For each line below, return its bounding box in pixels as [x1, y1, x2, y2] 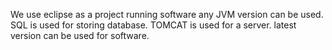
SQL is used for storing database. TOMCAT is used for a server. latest [10, 19, 297, 31]
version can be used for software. [10, 30, 150, 41]
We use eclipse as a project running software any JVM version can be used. [10, 9, 324, 20]
